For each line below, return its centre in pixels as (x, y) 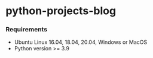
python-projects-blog (61, 11)
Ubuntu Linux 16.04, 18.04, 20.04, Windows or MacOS (81, 42)
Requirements (27, 30)
